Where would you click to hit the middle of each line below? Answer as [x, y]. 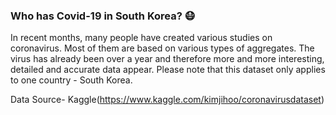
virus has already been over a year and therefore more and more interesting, [167, 59]
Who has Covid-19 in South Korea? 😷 [103, 16]
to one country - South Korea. [71, 80]
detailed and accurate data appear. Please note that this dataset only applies [168, 70]
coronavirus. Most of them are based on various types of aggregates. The [162, 48]
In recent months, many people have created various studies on [141, 38]
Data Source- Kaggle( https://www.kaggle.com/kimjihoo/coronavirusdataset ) [167, 100]
